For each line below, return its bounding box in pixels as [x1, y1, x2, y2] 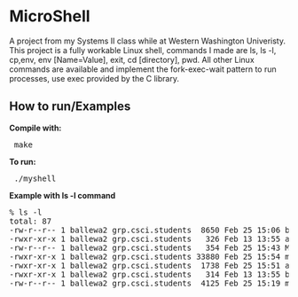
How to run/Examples [9, 99, 131, 114]
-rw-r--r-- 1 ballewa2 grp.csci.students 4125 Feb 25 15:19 [9, 277, 281, 288]
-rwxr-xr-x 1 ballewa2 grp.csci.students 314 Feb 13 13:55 [9, 269, 281, 279]
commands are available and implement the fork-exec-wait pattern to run [9, 64, 277, 74]
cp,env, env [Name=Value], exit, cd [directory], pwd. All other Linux [9, 54, 255, 65]
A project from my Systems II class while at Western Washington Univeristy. [9, 35, 286, 46]
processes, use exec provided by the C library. [9, 73, 180, 83]
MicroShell [9, 6, 90, 27]
